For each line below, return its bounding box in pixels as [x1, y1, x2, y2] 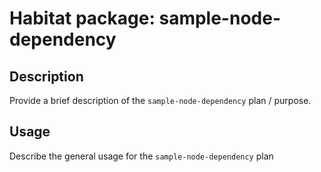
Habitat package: [9, 7, 156, 30]
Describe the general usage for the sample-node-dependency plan [9, 150, 274, 162]
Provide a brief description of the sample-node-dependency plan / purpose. [9, 95, 312, 106]
